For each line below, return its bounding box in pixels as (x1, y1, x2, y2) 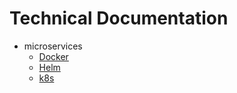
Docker (38, 50, 69, 62)
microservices (23, 40, 83, 52)
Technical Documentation (9, 7, 229, 30)
